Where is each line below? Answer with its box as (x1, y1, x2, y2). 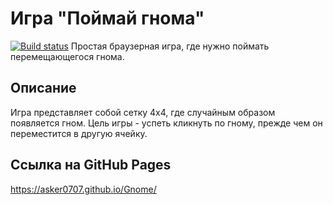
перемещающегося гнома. (10, 50, 125, 62)
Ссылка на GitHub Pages (10, 157, 172, 174)
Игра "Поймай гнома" (10, 7, 205, 30)
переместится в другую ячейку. (10, 127, 148, 139)
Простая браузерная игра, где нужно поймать (70, 40, 270, 52)
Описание (10, 80, 77, 97)
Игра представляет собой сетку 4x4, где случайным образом (10, 106, 276, 118)
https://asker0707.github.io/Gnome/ (10, 183, 157, 195)
